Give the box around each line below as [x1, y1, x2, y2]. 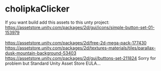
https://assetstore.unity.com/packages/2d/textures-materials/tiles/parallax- [5, 45, 156, 51]
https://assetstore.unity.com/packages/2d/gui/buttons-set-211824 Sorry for [5, 55, 156, 61]
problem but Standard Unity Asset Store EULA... [5, 60, 101, 66]
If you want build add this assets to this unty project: [5, 19, 110, 25]
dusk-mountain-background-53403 [5, 50, 77, 56]
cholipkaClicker [5, 3, 70, 14]
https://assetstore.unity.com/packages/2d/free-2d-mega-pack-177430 [5, 40, 147, 45]
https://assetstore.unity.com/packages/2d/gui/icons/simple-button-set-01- [5, 24, 155, 30]
